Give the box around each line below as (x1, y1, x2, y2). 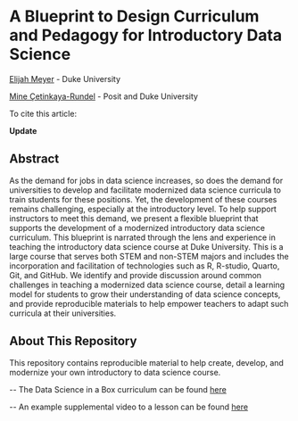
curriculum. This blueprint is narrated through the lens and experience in (9, 232, 277, 243)
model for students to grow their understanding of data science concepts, (9, 288, 281, 300)
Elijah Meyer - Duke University (9, 73, 121, 84)
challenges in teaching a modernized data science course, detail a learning (9, 279, 286, 290)
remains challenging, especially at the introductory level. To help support (9, 203, 277, 214)
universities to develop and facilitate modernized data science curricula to (9, 185, 281, 195)
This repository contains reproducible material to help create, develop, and (9, 357, 284, 367)
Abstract (9, 152, 60, 167)
